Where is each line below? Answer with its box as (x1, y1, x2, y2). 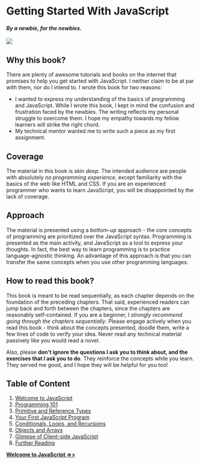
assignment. (14, 134, 46, 141)
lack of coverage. (6, 193, 50, 200)
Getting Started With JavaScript (6, 4, 169, 18)
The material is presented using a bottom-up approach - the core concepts (6, 226, 192, 233)
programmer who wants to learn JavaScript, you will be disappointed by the (6, 187, 194, 194)
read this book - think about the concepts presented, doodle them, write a (6, 324, 189, 331)
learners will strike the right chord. (14, 121, 100, 128)
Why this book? (6, 55, 66, 65)
